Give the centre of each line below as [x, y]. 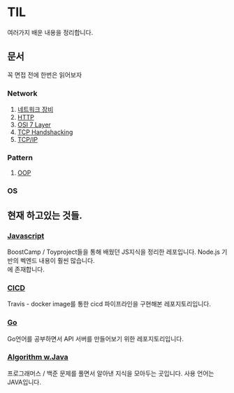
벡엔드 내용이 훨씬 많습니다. [58, 260]
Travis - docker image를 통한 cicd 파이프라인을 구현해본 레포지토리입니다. [109, 304]
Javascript [26, 236]
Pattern [20, 157]
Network [22, 93]
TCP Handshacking [45, 132]
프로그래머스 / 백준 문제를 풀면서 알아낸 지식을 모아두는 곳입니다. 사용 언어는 [111, 373]
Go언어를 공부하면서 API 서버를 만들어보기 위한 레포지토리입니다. [95, 338]
